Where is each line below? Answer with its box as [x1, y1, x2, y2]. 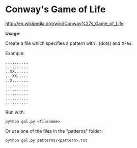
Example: [5, 50, 25, 56]
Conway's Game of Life [5, 4, 106, 15]
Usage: [5, 30, 21, 36]
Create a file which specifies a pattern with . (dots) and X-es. [5, 40, 133, 46]
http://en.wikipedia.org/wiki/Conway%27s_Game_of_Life [5, 20, 124, 27]
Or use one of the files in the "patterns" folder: [5, 128, 103, 134]
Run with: [5, 109, 25, 115]
